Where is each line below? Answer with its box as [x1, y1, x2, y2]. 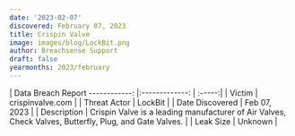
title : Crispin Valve [9, 30, 91, 38]
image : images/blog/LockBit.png [9, 38, 130, 47]
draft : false [9, 55, 58, 64]
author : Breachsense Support [9, 47, 118, 55]
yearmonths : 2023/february [9, 64, 110, 72]
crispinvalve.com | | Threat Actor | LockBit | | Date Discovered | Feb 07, [9, 97, 272, 107]
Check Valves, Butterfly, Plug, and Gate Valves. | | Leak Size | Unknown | [9, 115, 278, 126]
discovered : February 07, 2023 [9, 21, 126, 30]
